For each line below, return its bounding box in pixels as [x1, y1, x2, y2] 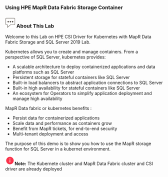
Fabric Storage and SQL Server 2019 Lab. [5, 39, 91, 45]
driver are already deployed [5, 166, 62, 172]
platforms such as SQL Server [12, 69, 74, 75]
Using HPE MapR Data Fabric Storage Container [5, 4, 123, 11]
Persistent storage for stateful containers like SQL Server [12, 74, 130, 80]
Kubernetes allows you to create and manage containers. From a [5, 49, 138, 55]
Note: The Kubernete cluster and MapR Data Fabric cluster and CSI [14, 160, 153, 166]
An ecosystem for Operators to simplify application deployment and [12, 90, 152, 96]
